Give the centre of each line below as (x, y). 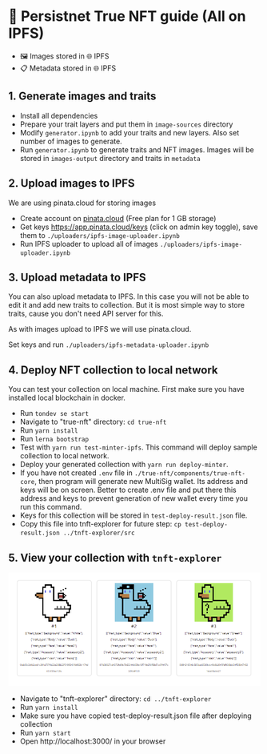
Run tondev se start (54, 413)
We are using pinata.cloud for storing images (82, 203)
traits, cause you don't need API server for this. (86, 314)
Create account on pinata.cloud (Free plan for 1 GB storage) (118, 218)
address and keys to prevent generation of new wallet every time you (133, 498)
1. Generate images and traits (82, 97)
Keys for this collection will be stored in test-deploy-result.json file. (133, 515)
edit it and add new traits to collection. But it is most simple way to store (127, 305)
